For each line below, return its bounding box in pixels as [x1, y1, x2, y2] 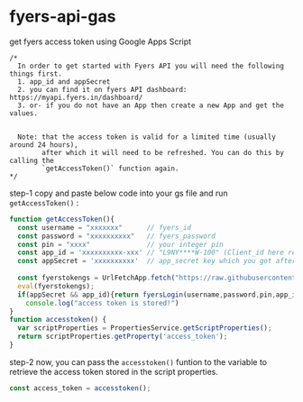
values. [9, 108, 39, 118]
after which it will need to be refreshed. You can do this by [41, 148, 284, 157]
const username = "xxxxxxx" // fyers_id [17, 223, 192, 232]
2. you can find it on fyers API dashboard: [17, 85, 188, 94]
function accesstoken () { [9, 315, 106, 324]
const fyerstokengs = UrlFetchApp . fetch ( [17, 273, 176, 283]
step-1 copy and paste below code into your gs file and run [9, 187, 228, 198]
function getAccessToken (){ [9, 215, 115, 224]
